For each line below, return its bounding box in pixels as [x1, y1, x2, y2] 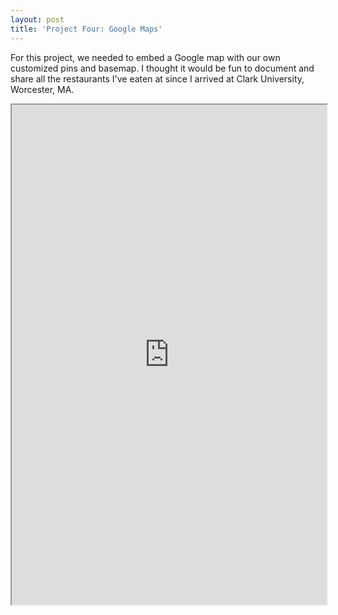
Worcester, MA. [10, 83, 75, 95]
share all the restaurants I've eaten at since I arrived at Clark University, [10, 72, 305, 85]
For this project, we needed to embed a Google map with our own [10, 51, 281, 63]
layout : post [10, 14, 65, 25]
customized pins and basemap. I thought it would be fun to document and [10, 62, 315, 74]
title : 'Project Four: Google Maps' [10, 24, 163, 34]
